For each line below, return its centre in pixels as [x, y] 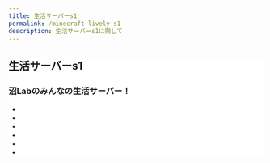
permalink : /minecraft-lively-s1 [65, 24]
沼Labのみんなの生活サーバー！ [70, 91]
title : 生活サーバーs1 [43, 16]
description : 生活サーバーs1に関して [65, 31]
